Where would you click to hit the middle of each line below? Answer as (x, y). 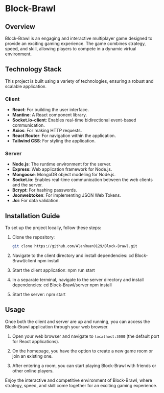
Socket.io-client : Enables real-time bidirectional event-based (74, 120)
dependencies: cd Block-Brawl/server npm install (62, 285)
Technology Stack (33, 69)
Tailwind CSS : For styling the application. (54, 141)
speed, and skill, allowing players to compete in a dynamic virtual (71, 49)
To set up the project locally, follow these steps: (53, 228)
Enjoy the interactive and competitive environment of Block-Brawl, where (79, 380)
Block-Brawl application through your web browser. (57, 326)
